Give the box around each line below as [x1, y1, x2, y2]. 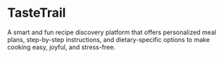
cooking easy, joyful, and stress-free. [7, 43, 116, 51]
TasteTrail [7, 5, 66, 21]
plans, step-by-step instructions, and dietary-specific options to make [7, 35, 210, 43]
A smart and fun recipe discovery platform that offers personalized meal [7, 28, 217, 36]
